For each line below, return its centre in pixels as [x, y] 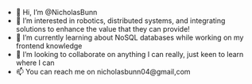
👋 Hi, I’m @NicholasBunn [56, 12]
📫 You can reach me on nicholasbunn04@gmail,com [103, 72]
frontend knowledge [49, 46]
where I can [35, 63]
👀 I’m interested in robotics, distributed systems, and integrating [120, 21]
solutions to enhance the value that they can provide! [103, 29]
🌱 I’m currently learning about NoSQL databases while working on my [130, 37]
